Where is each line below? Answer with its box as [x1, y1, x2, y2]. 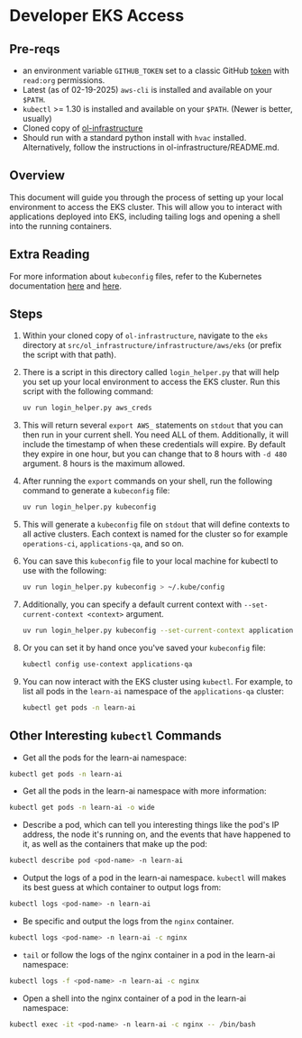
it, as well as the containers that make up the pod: [22, 839, 207, 850]
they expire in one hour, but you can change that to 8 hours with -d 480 [22, 448, 288, 460]
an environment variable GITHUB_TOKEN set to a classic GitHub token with [22, 65, 290, 76]
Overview [9, 168, 66, 183]
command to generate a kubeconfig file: [22, 485, 170, 496]
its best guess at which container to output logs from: [22, 882, 222, 893]
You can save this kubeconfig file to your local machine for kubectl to [22, 556, 279, 566]
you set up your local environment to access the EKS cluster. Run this [22, 376, 281, 388]
